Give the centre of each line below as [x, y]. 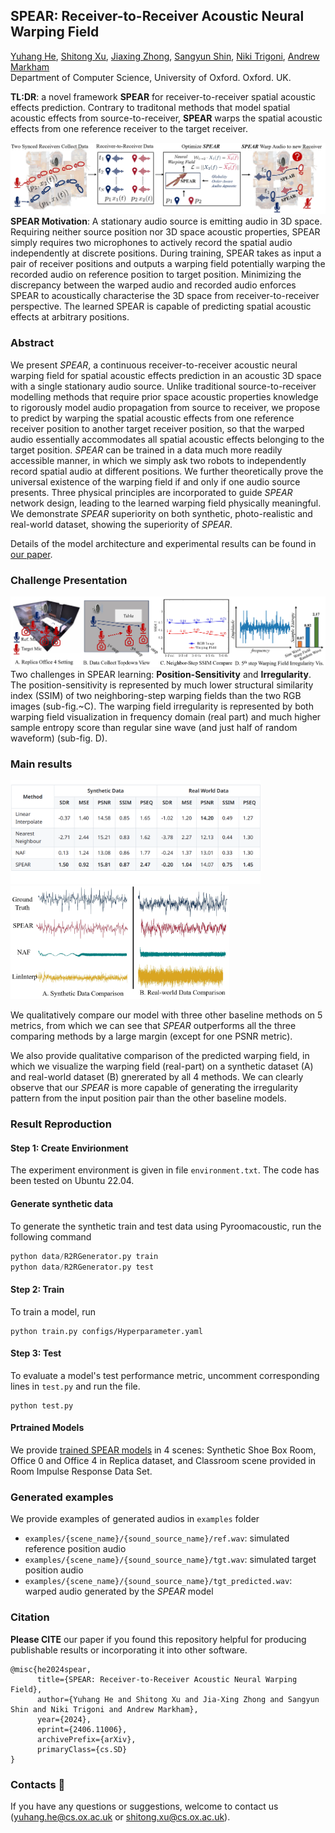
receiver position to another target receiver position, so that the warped [157, 428]
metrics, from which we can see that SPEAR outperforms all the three [153, 1026]
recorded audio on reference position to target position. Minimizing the [156, 275]
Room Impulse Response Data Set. [81, 1471]
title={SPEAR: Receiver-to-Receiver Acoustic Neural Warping [167, 1679]
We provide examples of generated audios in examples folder [135, 1519]
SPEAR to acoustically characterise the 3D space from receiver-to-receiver [165, 296]
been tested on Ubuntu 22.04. [72, 1181]
